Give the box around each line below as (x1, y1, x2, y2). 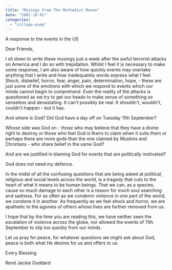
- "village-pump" (10, 22, 47, 27)
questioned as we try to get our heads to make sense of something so (5, 94, 153, 100)
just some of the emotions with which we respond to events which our (5, 83, 154, 89)
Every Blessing (5, 250, 37, 256)
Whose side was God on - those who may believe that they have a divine (5, 125, 159, 131)
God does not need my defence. (5, 161, 74, 167)
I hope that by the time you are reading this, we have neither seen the (5, 214, 152, 220)
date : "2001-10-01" (5, 12, 47, 17)
